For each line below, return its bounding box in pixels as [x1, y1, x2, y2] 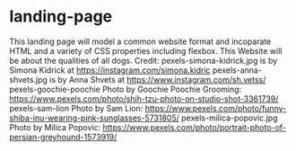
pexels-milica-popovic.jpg [180, 112, 278, 123]
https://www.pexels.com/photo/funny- [144, 102, 287, 113]
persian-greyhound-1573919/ [9, 131, 118, 142]
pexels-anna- [212, 65, 263, 75]
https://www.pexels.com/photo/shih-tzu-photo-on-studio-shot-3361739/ [9, 93, 279, 104]
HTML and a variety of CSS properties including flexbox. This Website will [9, 45, 283, 56]
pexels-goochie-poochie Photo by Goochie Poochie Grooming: [9, 84, 242, 94]
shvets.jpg [9, 74, 48, 84]
